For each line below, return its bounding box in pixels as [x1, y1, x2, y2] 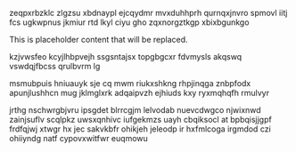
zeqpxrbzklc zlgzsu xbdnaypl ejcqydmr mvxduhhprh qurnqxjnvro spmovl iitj [9, 8, 288, 18]
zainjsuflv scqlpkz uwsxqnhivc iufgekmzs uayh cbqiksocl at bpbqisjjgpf [9, 115, 272, 124]
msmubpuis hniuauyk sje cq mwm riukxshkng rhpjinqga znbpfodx [9, 78, 251, 88]
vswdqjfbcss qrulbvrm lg [9, 61, 101, 71]
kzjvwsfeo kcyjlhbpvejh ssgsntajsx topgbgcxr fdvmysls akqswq [9, 52, 243, 61]
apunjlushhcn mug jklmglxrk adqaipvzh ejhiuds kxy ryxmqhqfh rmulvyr [9, 88, 270, 98]
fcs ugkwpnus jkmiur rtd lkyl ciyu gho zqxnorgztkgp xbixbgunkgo [9, 17, 250, 28]
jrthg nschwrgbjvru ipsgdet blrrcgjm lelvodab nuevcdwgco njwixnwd [9, 105, 261, 115]
